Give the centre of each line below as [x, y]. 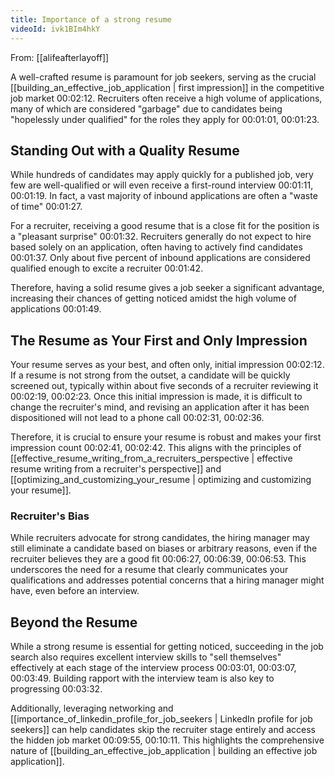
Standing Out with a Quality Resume [125, 150]
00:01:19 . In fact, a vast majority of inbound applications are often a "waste [164, 196]
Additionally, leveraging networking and [92, 708]
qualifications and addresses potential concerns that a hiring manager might [167, 580]
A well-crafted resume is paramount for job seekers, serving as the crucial [163, 77]
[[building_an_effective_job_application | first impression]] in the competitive [167, 87]
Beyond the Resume [74, 622]
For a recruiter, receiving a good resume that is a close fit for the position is [165, 226]
